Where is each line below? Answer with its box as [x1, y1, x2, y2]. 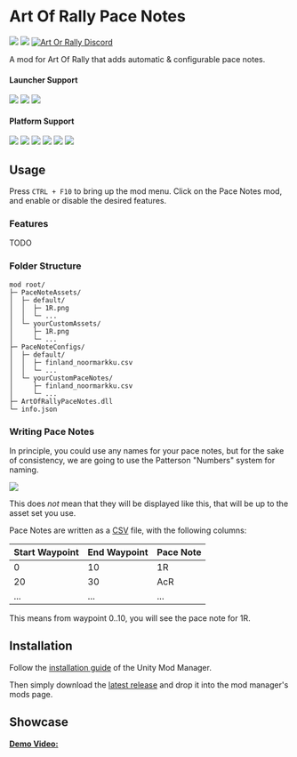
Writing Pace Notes [9, 425, 95, 438]
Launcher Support [9, 74, 78, 85]
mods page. [9, 689, 53, 699]
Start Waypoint [13, 546, 80, 559]
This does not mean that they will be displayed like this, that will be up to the [9, 498, 289, 509]
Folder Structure [9, 260, 82, 272]
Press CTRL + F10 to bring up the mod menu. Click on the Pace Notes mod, [9, 186, 283, 197]
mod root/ [9, 280, 46, 289]
